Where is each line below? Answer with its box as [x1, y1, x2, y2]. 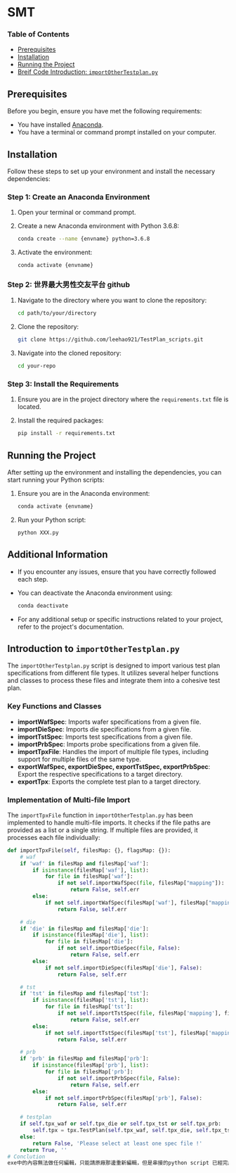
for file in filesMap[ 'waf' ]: [44, 873, 133, 880]
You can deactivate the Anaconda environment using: [17, 589, 173, 597]
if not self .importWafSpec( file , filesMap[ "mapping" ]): [57, 879, 225, 887]
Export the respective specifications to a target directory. [17, 770, 183, 778]
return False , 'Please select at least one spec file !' [32, 1140, 202, 1147]
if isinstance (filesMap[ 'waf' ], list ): [32, 867, 150, 874]
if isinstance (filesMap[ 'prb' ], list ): [32, 1062, 150, 1069]
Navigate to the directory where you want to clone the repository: [17, 296, 207, 305]
